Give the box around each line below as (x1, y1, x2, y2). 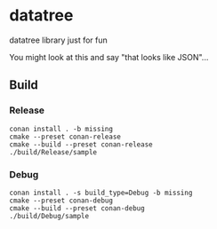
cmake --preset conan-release (9, 132, 122, 141)
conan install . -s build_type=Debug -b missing (9, 188, 193, 197)
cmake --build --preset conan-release (9, 139, 153, 149)
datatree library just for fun (9, 35, 108, 45)
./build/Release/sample (9, 147, 98, 156)
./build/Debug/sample (9, 211, 90, 220)
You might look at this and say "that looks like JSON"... (9, 51, 209, 62)
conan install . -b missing (9, 124, 114, 133)
